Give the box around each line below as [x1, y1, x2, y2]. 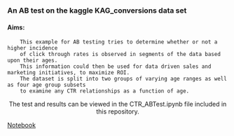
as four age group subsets [7, 81, 86, 89]
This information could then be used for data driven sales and [20, 63, 212, 70]
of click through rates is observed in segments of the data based [20, 51, 221, 58]
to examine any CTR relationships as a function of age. [20, 88, 190, 95]
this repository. [95, 107, 140, 116]
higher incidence [7, 45, 58, 52]
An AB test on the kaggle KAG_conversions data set [7, 6, 187, 15]
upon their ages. [7, 57, 58, 64]
